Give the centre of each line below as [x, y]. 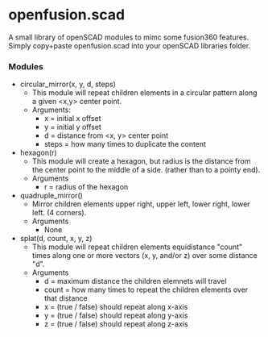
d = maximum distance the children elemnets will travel [135, 281]
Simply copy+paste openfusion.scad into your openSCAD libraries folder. [130, 45]
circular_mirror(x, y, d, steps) [68, 84]
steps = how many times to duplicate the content [125, 144]
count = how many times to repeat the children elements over [146, 290]
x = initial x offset [72, 119]
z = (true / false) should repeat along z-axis [116, 324]
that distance [66, 298]
